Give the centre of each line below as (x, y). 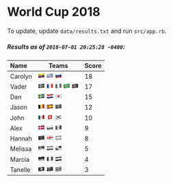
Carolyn (21, 76)
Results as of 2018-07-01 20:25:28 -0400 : (66, 47)
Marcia (19, 159)
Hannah (21, 138)
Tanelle (20, 169)
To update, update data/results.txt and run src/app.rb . (87, 31)
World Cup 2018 (54, 12)
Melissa (21, 149)
